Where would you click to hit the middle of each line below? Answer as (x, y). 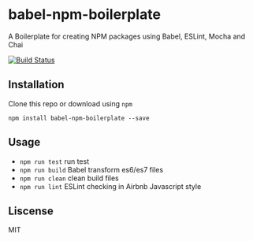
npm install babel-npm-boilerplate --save (79, 118)
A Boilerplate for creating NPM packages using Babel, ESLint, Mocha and (127, 36)
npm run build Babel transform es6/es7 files (91, 169)
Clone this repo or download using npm (70, 103)
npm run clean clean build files (69, 178)
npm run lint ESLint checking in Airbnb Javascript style (110, 186)
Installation (36, 85)
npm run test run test (54, 161)
